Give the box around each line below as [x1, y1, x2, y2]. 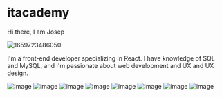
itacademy [7, 5, 70, 21]
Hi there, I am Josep [7, 28, 65, 36]
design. [7, 69, 29, 77]
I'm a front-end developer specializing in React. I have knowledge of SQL [7, 54, 216, 63]
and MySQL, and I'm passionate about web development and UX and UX [7, 61, 214, 69]
